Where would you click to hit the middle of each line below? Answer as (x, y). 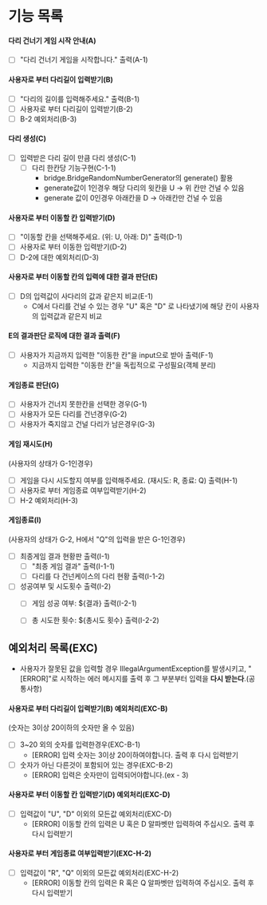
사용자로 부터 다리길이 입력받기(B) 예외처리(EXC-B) (88, 709)
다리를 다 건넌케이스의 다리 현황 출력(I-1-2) (98, 577)
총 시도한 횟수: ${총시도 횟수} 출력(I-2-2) (95, 621)
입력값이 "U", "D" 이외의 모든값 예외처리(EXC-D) (96, 814)
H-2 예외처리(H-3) (49, 500)
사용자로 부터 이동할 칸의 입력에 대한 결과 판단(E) (83, 277)
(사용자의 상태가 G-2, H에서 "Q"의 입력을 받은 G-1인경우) (97, 539)
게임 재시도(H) (31, 444)
